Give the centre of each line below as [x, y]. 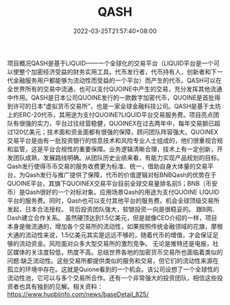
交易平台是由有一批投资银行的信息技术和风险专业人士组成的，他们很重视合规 [115, 140]
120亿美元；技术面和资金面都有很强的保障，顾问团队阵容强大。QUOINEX [116, 132]
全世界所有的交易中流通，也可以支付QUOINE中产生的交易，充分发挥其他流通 [115, 89]
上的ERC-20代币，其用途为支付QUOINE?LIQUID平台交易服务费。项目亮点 [110, 115]
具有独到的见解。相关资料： [64, 286]
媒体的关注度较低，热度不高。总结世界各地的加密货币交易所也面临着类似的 [118, 252]
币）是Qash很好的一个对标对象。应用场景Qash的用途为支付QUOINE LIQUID [113, 192]
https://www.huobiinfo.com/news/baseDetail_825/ [78, 294]
